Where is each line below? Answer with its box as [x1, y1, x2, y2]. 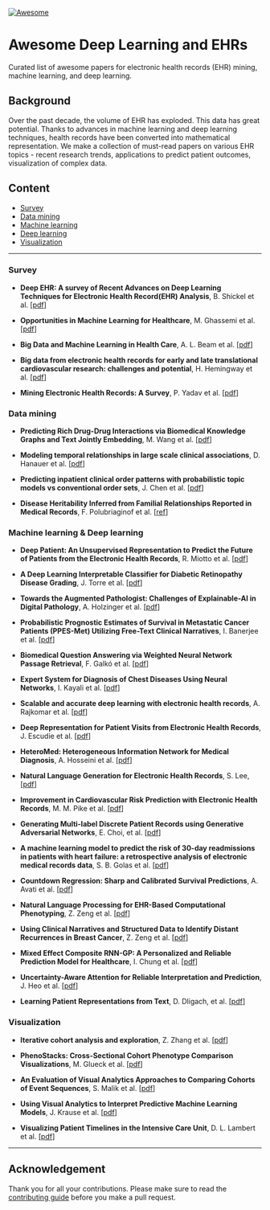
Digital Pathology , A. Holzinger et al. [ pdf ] [19, 602, 161, 612]
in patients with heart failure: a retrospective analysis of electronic [19, 852, 247, 862]
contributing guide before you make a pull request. [8, 1192, 177, 1202]
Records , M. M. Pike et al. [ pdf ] [19, 804, 125, 814]
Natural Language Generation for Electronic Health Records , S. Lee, [19, 771, 250, 781]
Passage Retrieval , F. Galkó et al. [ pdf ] [19, 659, 149, 669]
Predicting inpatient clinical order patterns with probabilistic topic [19, 474, 245, 484]
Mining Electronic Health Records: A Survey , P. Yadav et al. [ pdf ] [19, 388, 239, 397]
